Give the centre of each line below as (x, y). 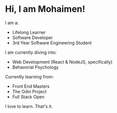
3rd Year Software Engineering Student (52, 42)
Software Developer (32, 38)
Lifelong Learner (29, 32)
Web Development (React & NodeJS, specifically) (62, 62)
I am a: (12, 23)
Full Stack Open (28, 97)
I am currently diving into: (31, 52)
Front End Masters (31, 86)
